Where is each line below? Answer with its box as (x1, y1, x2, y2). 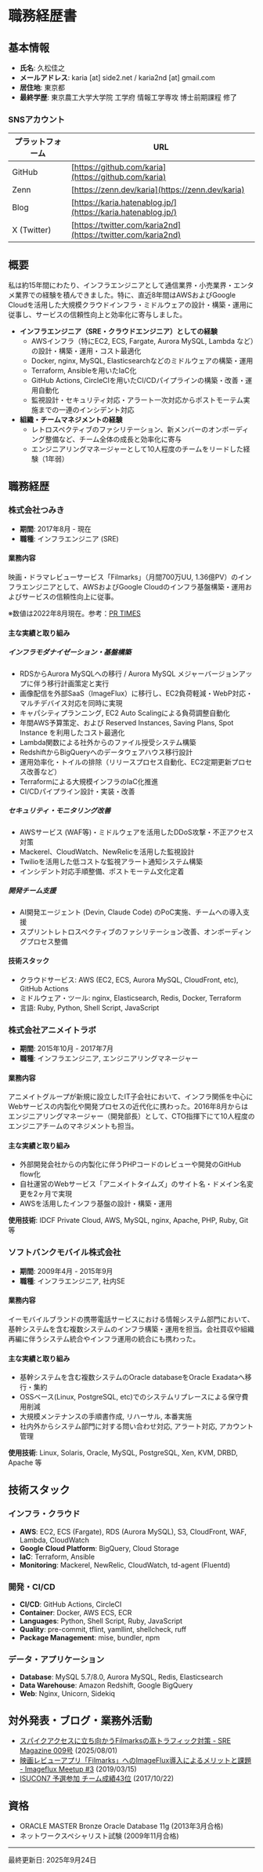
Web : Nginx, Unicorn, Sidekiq (19, 1689, 116, 1699)
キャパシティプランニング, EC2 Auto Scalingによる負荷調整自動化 (19, 708, 230, 717)
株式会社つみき (8, 505, 65, 516)
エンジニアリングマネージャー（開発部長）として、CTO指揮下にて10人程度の (8, 1111, 255, 1121)
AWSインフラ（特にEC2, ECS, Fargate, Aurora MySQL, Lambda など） (31, 337, 254, 346)
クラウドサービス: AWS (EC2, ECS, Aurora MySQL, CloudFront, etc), (19, 975, 239, 984)
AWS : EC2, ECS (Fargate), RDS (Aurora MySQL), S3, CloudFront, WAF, (19, 1527, 247, 1536)
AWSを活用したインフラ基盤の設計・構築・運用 (19, 1199, 173, 1209)
